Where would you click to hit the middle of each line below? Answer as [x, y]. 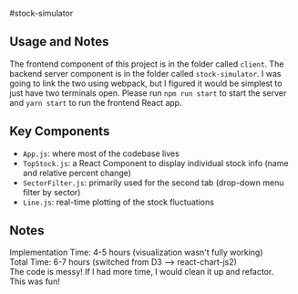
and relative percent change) [77, 173]
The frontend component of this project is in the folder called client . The [147, 64]
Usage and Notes [59, 42]
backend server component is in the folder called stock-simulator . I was [145, 73]
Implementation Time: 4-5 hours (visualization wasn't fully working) [136, 252]
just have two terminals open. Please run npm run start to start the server [148, 93]
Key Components [60, 131]
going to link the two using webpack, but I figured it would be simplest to [146, 83]
